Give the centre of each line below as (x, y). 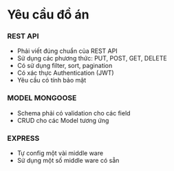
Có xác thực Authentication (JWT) (66, 73)
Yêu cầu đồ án (48, 15)
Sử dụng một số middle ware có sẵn (68, 161)
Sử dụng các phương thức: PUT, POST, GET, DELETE (92, 58)
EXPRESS (23, 138)
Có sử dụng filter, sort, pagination (65, 66)
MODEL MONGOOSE (42, 98)
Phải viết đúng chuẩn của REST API (67, 51)
